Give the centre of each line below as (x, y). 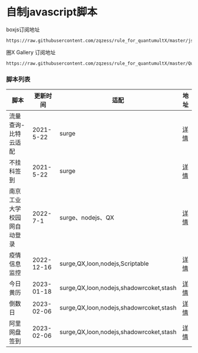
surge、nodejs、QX (87, 218)
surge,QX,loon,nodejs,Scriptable (104, 264)
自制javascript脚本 (52, 12)
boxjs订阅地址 (23, 29)
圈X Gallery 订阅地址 (31, 52)
